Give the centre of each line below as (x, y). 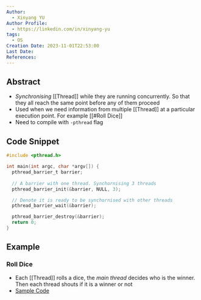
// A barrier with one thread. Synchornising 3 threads (84, 183)
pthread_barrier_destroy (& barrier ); (58, 217)
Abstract (23, 82)
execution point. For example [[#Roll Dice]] (69, 116)
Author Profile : (27, 23)
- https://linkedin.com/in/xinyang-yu (61, 29)
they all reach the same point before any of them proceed (87, 103)
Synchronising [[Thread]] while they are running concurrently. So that (102, 96)
